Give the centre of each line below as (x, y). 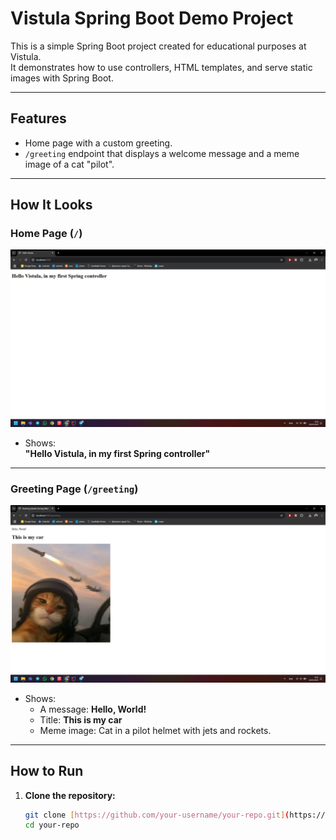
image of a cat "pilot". (69, 164)
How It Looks (51, 205)
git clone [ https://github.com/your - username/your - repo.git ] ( (157, 815)
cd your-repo (52, 825)
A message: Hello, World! (93, 709)
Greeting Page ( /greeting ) (74, 489)
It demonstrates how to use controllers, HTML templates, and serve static (161, 67)
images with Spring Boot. (62, 78)
